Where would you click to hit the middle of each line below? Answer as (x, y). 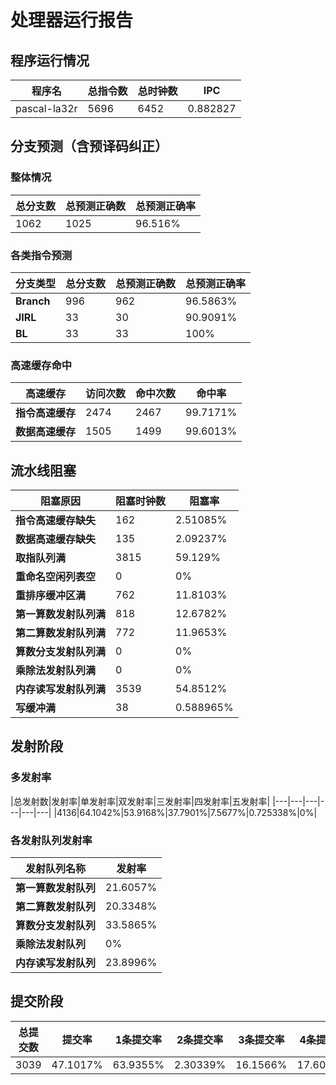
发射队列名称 (56, 869)
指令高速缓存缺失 (56, 521)
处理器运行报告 (72, 20)
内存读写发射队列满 (61, 689)
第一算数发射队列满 (61, 614)
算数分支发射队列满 (61, 652)
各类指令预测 (41, 255)
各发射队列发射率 (51, 840)
